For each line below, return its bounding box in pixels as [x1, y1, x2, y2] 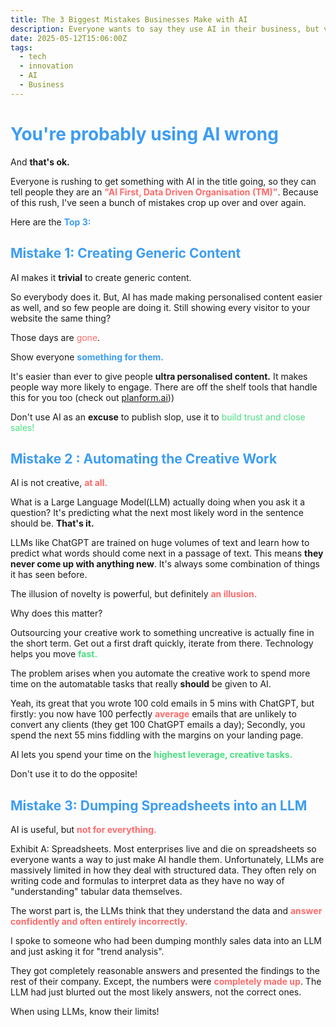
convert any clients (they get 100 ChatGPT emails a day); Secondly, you [10, 719, 306, 731]
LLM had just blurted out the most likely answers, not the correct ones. [10, 986, 302, 998]
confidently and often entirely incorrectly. [10, 916, 188, 928]
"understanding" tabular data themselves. [10, 886, 183, 898]
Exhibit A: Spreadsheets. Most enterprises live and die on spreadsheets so [10, 843, 317, 855]
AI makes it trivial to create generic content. [10, 271, 192, 283]
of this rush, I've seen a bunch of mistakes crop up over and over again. [10, 196, 307, 208]
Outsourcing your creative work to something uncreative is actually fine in [10, 627, 315, 639]
